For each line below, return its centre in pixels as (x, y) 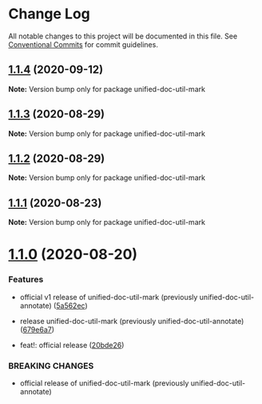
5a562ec (70, 306)
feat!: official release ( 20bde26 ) (72, 345)
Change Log (49, 14)
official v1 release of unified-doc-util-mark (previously (109, 297)
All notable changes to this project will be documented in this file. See (123, 36)
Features (26, 279)
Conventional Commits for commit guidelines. (83, 44)
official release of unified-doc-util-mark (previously (104, 383)
